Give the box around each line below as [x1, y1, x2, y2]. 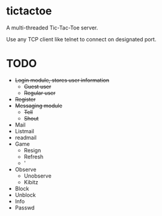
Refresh [23, 153, 44, 160]
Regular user [23, 89, 56, 97]
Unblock [14, 191, 36, 199]
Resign [23, 146, 41, 154]
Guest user [23, 83, 52, 90]
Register [14, 95, 36, 103]
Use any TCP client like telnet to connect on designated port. [6, 35, 157, 43]
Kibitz [23, 178, 38, 185]
